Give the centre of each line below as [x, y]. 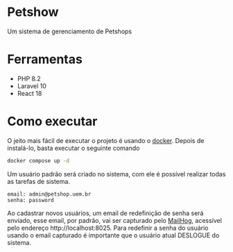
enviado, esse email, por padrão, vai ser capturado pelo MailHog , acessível [114, 220]
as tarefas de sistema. [39, 181]
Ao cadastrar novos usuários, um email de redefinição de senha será [105, 213]
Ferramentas [45, 59]
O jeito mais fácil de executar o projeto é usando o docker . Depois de [106, 140]
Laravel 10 [32, 86]
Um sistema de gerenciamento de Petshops [70, 31]
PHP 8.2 [29, 78]
